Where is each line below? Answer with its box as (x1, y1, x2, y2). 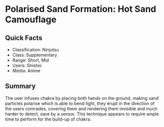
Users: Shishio (12, 63, 42, 68)
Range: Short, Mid (12, 57, 49, 63)
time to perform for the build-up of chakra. (5, 116, 92, 122)
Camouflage (5, 14, 57, 25)
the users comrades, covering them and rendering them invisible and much (5, 105, 158, 112)
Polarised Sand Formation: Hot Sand (5, 3, 157, 15)
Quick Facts (5, 34, 43, 42)
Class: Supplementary (12, 52, 58, 58)
